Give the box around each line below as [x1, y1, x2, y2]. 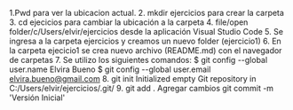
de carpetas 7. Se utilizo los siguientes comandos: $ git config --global [9, 55, 268, 65]
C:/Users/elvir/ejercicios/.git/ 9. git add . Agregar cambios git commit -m [9, 83, 273, 93]
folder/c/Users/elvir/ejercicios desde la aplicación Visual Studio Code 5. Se [9, 27, 284, 36]
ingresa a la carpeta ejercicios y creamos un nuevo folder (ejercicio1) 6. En [9, 35, 281, 46]
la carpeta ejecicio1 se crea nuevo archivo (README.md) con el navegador [9, 45, 282, 56]
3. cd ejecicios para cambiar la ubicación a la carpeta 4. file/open [9, 17, 249, 27]
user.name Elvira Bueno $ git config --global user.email [9, 64, 211, 75]
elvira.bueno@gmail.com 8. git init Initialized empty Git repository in [9, 74, 257, 83]
